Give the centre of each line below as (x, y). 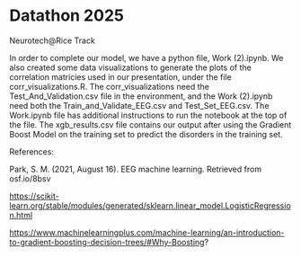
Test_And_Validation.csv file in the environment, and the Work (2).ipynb (141, 96)
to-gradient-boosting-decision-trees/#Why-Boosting (107, 242)
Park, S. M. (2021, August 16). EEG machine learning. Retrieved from (136, 169)
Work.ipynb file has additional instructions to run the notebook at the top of (148, 115)
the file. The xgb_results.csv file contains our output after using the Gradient (150, 124)
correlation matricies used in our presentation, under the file (120, 76)
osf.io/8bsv (30, 178)
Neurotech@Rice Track (53, 40)
